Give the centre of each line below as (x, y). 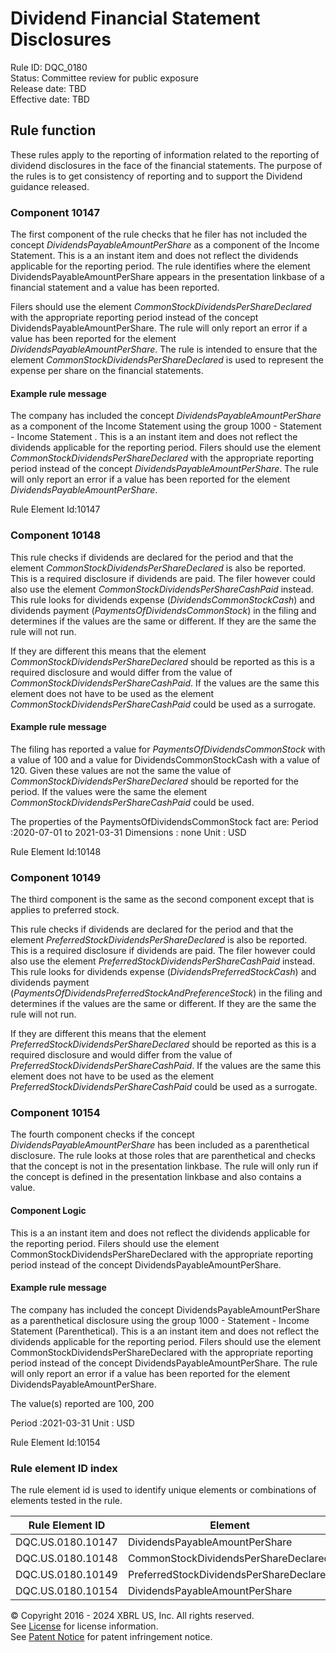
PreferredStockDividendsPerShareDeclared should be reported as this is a (163, 1044)
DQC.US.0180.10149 (66, 1575)
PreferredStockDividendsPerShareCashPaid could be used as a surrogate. (164, 1087)
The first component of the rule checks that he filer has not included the (159, 234)
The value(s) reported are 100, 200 (82, 1403)
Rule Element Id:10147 (55, 509)
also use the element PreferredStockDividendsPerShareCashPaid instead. (163, 961)
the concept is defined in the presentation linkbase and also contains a (156, 1177)
